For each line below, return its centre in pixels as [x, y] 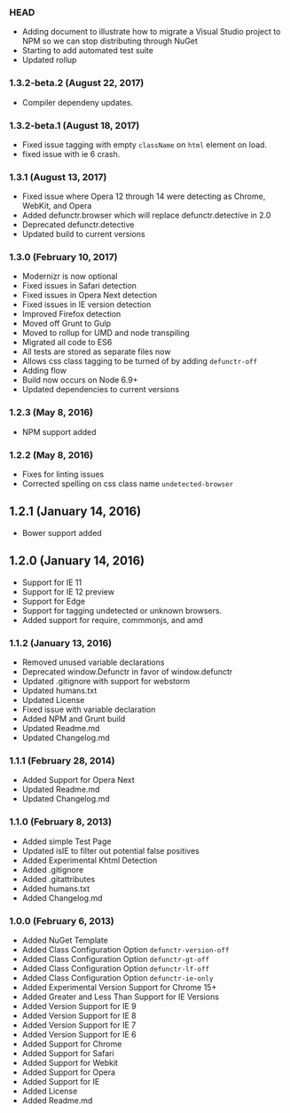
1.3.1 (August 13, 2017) [58, 177]
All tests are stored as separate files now [96, 351]
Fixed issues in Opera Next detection [90, 296]
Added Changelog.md [62, 897]
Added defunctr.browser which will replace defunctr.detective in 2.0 [146, 216]
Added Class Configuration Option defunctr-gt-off [116, 959]
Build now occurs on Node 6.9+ [80, 380]
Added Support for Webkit [70, 1062]
